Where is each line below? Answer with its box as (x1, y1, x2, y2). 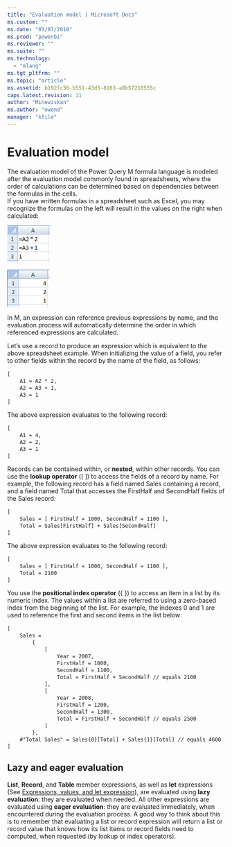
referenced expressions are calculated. (7, 328, 119, 336)
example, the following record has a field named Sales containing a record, (7, 479, 221, 488)
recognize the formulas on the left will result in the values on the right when (7, 204, 223, 212)
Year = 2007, (56, 653, 95, 660)
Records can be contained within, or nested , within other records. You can (7, 465, 220, 473)
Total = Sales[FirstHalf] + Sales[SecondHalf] (19, 522, 157, 529)
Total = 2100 (19, 570, 57, 576)
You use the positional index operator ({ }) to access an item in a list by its (7, 588, 220, 597)
